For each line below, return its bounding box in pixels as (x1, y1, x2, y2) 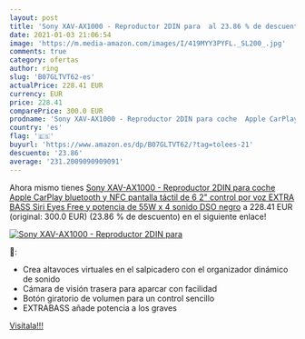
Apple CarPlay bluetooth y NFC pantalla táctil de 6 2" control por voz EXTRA (9, 192, 295, 203)
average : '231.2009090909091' (9, 156, 124, 166)
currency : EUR (9, 89, 64, 98)
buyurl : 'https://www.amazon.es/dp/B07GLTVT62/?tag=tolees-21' (9, 140, 254, 149)
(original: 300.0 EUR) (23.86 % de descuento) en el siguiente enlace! (9, 211, 267, 222)
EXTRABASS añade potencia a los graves (22, 302, 177, 314)
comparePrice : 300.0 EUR (9, 106, 103, 115)
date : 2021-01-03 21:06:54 (9, 30, 112, 39)
